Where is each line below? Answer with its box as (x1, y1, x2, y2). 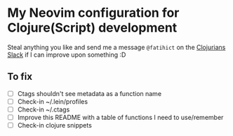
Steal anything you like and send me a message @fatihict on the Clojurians (7, 43, 226, 51)
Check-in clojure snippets (17, 121, 93, 129)
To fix (7, 71, 33, 83)
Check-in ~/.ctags (17, 105, 70, 114)
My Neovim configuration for (7, 5, 180, 21)
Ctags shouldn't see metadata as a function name (17, 89, 162, 97)
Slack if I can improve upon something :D (7, 50, 126, 59)
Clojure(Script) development (7, 20, 178, 36)
